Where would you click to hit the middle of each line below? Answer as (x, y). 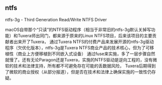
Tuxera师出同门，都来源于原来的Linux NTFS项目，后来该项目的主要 (85, 35)
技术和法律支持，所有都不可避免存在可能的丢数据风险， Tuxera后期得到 (85, 66)
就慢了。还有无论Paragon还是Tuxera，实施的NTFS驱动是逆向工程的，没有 (79, 59)
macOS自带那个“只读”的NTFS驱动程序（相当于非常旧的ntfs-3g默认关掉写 (78, 29)
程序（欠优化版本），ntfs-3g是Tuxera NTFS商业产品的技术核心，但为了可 (77, 47)
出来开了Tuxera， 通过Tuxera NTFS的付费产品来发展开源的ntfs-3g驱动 (84, 42)
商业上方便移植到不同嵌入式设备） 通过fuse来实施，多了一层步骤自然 (86, 54)
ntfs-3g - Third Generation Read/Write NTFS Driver (56, 19)
